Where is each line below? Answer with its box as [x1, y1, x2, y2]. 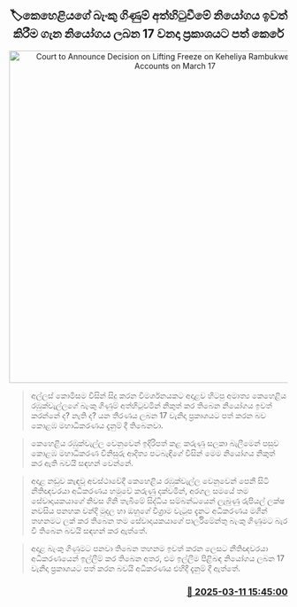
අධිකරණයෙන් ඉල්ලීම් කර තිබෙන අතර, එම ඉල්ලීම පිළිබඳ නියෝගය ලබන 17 [30, 553, 285, 564]
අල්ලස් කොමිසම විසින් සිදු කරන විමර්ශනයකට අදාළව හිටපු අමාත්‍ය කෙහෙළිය [30, 390, 287, 401]
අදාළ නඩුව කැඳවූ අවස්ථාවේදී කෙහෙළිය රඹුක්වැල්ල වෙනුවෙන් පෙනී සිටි [30, 475, 270, 486]
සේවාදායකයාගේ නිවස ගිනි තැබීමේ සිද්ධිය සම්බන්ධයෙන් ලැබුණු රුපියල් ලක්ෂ [30, 495, 286, 506]
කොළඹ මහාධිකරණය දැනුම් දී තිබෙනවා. [30, 420, 164, 431]
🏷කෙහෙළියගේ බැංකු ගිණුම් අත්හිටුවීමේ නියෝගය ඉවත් [9, 8, 288, 23]
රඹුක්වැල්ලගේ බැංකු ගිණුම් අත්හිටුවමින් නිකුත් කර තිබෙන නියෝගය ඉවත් [30, 400, 272, 410]
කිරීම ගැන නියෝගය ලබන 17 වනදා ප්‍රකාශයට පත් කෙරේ [12, 27, 285, 42]
